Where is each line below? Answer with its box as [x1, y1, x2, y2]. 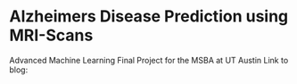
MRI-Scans [9, 25, 94, 46]
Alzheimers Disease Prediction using [9, 6, 289, 27]
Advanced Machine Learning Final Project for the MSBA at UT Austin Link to [9, 55, 289, 65]
